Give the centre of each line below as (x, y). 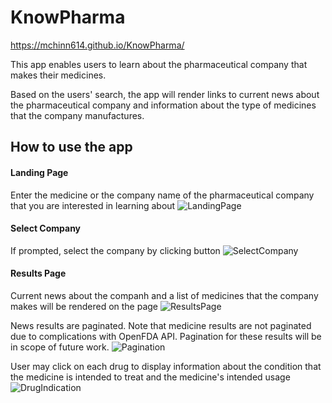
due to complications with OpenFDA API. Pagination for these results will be (166, 336)
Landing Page (39, 172)
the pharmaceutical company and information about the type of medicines (163, 105)
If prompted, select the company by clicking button (115, 250)
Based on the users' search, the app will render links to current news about (165, 94)
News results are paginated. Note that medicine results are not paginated (161, 325)
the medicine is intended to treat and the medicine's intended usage (150, 377)
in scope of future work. (60, 347)
